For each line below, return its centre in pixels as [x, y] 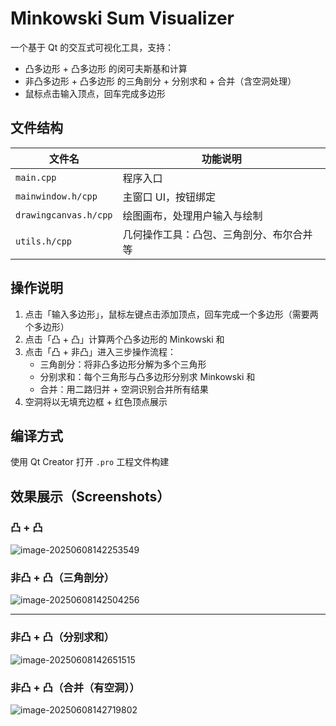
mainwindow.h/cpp [56, 196]
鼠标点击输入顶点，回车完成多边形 [95, 93]
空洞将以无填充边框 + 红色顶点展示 [96, 401]
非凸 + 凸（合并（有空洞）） [75, 687]
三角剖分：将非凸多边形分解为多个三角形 [123, 364]
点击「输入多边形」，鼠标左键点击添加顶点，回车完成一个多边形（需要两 [171, 314]
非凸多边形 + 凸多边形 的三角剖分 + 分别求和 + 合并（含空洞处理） [160, 81]
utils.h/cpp [44, 241]
